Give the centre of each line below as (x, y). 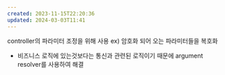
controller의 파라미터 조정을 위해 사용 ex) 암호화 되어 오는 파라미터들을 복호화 (113, 41)
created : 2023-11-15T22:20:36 (51, 14)
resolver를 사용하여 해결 (51, 64)
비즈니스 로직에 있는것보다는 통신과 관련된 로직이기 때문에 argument (110, 56)
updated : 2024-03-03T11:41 (46, 20)
